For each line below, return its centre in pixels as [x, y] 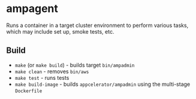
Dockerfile [28, 91]
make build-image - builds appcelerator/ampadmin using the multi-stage [102, 84]
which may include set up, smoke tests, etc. [60, 31]
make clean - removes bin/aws [52, 71]
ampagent [32, 9]
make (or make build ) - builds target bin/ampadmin [75, 65]
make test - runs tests [42, 77]
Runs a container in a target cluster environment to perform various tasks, [97, 25]
